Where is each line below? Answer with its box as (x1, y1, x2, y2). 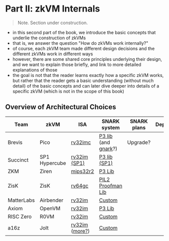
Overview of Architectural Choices (5, 103, 117, 111)
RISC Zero (8, 213, 32, 220)
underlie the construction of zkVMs (12, 35, 86, 41)
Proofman (99, 182, 123, 189)
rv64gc (71, 182, 89, 189)
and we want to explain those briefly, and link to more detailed (12, 61, 142, 67)
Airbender (39, 197, 64, 204)
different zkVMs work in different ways (12, 51, 93, 57)
